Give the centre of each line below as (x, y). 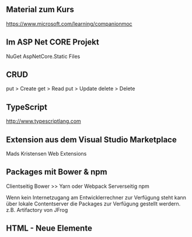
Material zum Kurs (40, 10)
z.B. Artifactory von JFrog (37, 209)
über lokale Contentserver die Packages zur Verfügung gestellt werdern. (93, 204)
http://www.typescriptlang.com (44, 121)
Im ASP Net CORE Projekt (53, 42)
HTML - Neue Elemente (49, 229)
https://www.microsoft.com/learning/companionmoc (69, 23)
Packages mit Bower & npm (57, 172)
